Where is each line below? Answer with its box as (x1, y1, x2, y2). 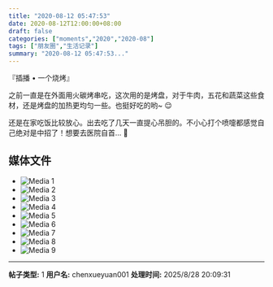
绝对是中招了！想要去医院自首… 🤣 (15, 128, 128, 137)
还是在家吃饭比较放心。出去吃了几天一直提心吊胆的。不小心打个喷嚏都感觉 (8, 118, 258, 127)
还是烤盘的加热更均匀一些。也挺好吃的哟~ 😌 (22, 101, 172, 110)
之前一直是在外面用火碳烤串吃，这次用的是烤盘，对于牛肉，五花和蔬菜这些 (8, 90, 258, 100)
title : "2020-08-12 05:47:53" (8, 11, 111, 20)
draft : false (8, 27, 53, 35)
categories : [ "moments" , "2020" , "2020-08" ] (8, 34, 154, 43)
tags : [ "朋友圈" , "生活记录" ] (8, 42, 99, 50)
